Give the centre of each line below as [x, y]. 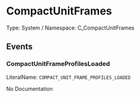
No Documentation [29, 89]
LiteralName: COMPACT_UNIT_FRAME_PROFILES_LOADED [68, 77]
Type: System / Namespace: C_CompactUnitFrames [70, 28]
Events [20, 47]
